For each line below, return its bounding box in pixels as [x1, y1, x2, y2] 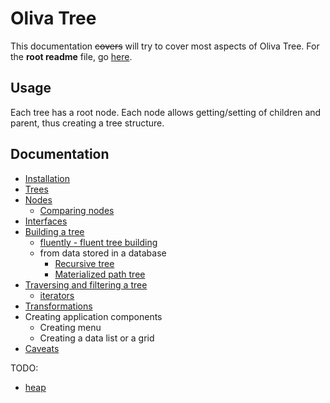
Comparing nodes [39, 204, 115, 216]
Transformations [24, 300, 93, 312]
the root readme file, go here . [10, 50, 133, 62]
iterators [39, 289, 75, 301]
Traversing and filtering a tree [24, 278, 148, 291]
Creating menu [39, 321, 102, 333]
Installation [24, 172, 71, 184]
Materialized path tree [54, 268, 146, 280]
